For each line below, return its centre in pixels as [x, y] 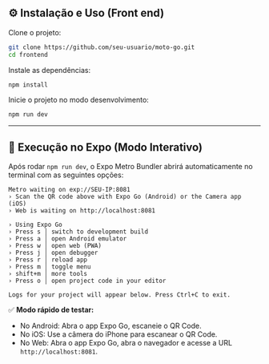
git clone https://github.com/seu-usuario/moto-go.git [102, 47]
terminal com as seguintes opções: [66, 175]
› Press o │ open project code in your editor [87, 281]
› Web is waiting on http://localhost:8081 [82, 211]
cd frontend [28, 55]
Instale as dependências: [50, 70]
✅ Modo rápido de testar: [51, 310]
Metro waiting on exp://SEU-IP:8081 [69, 190]
